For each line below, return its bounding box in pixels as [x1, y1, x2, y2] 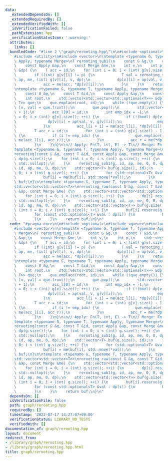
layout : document [5, 431, 41, 436]
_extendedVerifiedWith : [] [9, 21, 66, 27]
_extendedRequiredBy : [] [9, 17, 61, 22]
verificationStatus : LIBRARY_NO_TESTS [9, 416, 91, 422]
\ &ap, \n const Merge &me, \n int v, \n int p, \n [14, 235, 135, 240]
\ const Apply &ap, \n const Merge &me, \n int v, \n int [14, 63, 157, 68]
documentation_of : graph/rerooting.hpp [5, 426, 88, 431]
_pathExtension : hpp [9, 31, 52, 36]
